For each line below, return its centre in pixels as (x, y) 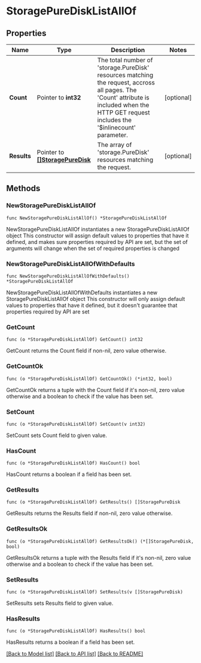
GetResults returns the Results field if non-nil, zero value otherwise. (89, 513)
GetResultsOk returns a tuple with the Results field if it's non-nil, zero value (99, 557)
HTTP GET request (124, 112)
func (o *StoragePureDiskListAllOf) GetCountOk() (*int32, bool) (89, 379)
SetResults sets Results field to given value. (60, 603)
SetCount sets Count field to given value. (57, 435)
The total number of (125, 60)
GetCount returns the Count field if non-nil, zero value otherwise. (86, 351)
